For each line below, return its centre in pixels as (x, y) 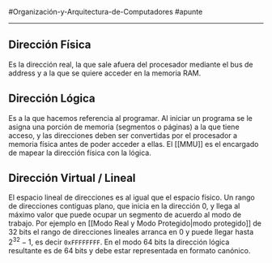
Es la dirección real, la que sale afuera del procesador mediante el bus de (131, 64)
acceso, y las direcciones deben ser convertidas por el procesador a (123, 135)
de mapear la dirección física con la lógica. (80, 153)
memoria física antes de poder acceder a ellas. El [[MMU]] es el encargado (134, 144)
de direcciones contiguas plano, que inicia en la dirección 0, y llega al (124, 206)
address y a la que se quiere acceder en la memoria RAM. (105, 73)
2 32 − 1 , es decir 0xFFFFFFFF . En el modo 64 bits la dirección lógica (119, 241)
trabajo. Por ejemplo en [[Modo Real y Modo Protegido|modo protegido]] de (135, 223)
